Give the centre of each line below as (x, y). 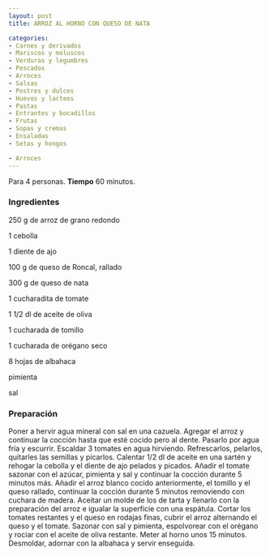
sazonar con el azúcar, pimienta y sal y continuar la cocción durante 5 (125, 474)
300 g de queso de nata (49, 282)
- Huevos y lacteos (41, 98)
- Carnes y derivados (45, 45)
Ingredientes (34, 202)
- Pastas (23, 106)
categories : (28, 38)
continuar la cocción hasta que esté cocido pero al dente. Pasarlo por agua (134, 440)
